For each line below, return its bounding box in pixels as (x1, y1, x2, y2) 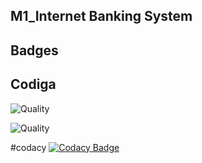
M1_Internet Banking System (10, 8, 193, 25)
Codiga (10, 76, 57, 93)
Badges (10, 42, 59, 59)
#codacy (10, 141, 47, 153)
